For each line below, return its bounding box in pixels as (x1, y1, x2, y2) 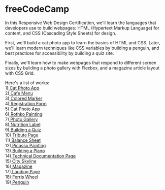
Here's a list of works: (5, 80, 50, 86)
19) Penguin (5, 179, 30, 185)
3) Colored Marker (5, 95, 43, 101)
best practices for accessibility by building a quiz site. (5, 50, 114, 56)
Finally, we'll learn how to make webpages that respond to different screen (5, 60, 157, 65)
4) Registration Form (5, 100, 47, 106)
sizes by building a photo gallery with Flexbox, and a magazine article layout (5, 65, 160, 71)
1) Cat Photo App (5, 85, 39, 91)
